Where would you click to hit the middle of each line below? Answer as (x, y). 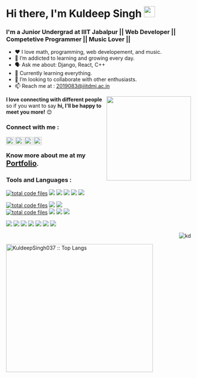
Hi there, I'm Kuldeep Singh (74, 14)
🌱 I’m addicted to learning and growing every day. (74, 58)
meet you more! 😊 (29, 112)
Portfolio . (23, 163)
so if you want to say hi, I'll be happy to (54, 106)
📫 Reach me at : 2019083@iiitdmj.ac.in (62, 86)
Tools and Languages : (39, 180)
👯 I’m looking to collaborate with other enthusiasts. (76, 80)
